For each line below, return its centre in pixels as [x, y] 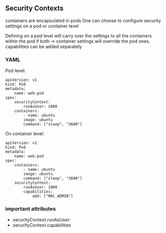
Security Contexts [35, 8]
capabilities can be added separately [44, 46]
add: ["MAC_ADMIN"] [52, 196]
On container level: [25, 134]
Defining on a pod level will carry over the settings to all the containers [79, 35]
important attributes [31, 209]
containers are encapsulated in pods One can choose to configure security [83, 20]
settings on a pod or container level [42, 26]
